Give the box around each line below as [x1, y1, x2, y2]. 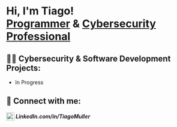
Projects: [6, 63, 41, 73]
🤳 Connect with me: [6, 96, 81, 106]
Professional [6, 30, 71, 43]
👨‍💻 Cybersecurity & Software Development [6, 53, 171, 63]
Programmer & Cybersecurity [6, 17, 156, 31]
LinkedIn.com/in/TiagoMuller [16, 113, 91, 120]
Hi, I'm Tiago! [6, 4, 74, 18]
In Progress [14, 79, 44, 86]
